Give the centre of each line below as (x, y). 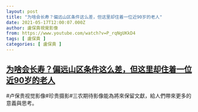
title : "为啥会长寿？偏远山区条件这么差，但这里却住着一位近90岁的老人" (84, 17)
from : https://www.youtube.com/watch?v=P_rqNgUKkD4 (71, 33)
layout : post (22, 11)
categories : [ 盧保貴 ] (34, 45)
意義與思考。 (22, 103)
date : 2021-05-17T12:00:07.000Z (46, 22)
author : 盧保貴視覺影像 (32, 28)
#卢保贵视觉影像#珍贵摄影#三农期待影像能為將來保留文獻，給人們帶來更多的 (99, 96)
